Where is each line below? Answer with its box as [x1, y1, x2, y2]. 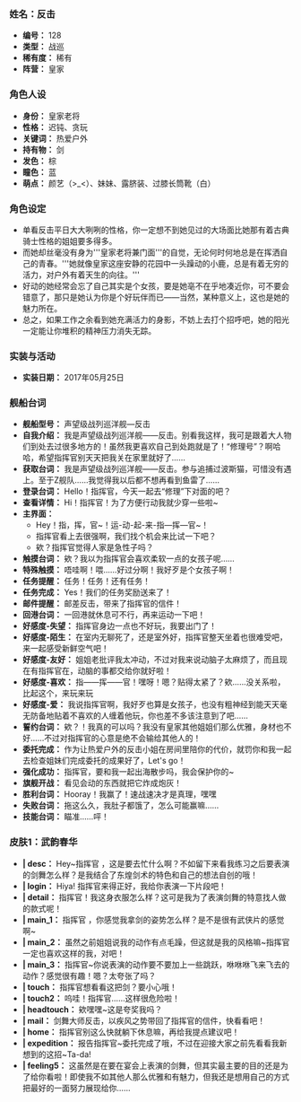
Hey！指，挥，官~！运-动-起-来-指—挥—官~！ [35, 520, 210, 530]
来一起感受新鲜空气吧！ [21, 643, 109, 654]
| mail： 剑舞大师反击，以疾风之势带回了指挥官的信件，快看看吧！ [21, 1015, 266, 1026]
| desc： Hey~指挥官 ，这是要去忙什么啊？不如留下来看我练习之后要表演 [21, 858, 290, 869]
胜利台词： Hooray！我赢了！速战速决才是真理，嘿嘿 [21, 789, 217, 800]
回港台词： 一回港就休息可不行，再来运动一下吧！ [21, 609, 206, 620]
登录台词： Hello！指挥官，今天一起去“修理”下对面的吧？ [21, 486, 231, 497]
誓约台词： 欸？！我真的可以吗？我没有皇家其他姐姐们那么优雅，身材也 [21, 722, 284, 732]
